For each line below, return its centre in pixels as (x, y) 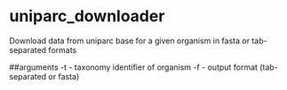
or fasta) (64, 76)
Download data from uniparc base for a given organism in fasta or (130, 41)
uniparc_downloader (87, 16)
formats (63, 49)
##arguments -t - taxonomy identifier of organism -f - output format (133, 67)
